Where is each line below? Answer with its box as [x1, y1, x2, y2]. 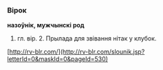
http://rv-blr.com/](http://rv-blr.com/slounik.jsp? [9, 47, 145, 56]
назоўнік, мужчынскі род [7, 21, 85, 30]
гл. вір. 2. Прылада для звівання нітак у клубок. [17, 34, 157, 43]
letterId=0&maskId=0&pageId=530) [7, 55, 109, 63]
